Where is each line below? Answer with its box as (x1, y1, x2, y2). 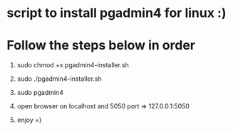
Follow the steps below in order (6, 38, 195, 54)
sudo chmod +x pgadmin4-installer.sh (16, 61, 129, 69)
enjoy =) (16, 115, 42, 125)
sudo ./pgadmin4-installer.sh (16, 74, 103, 83)
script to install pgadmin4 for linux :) (6, 5, 227, 21)
